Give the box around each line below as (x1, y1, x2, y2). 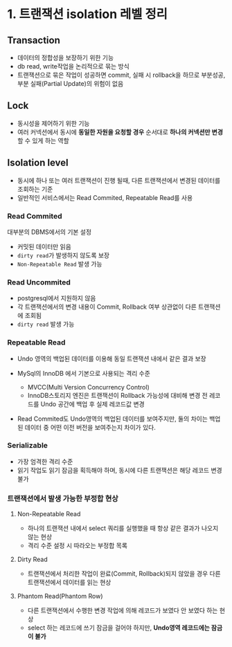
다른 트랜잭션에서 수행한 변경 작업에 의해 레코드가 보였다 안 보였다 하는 (27, 606, 218, 614)
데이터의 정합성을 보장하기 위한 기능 (17, 53, 114, 62)
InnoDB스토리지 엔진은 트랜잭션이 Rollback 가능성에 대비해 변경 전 (27, 391, 208, 399)
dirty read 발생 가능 (17, 320, 75, 329)
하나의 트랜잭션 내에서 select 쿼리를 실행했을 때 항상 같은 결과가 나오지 (27, 524, 219, 533)
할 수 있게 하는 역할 (17, 136, 69, 145)
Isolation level (7, 157, 69, 169)
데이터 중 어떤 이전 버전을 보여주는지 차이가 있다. (24, 423, 156, 431)
